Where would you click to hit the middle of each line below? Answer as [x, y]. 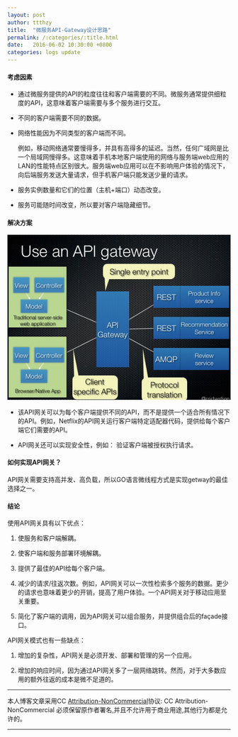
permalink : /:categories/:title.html [63, 38]
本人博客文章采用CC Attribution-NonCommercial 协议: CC [90, 701]
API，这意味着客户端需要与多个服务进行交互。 [97, 103]
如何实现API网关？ [34, 462]
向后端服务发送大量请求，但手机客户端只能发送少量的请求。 [104, 175]
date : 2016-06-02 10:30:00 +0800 [60, 45]
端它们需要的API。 [45, 430]
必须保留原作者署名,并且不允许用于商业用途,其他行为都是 [139, 710]
